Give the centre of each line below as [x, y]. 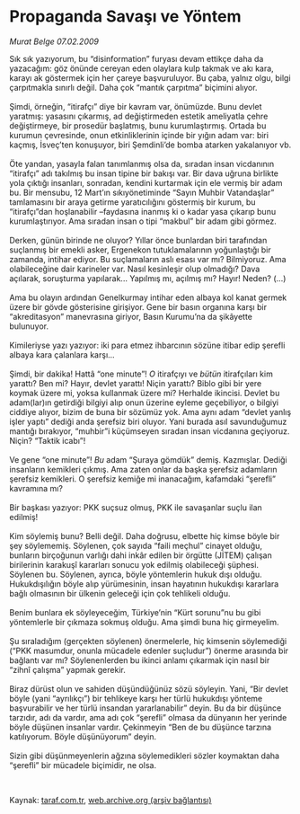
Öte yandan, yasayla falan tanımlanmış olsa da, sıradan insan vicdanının [142, 164]
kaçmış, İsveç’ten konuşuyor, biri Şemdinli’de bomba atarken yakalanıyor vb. [150, 145]
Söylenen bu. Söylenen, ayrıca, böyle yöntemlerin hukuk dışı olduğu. [136, 574]
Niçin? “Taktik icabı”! [48, 440]
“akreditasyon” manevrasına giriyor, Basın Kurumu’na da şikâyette [131, 316]
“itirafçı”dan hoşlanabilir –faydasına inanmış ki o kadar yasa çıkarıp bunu [143, 211]
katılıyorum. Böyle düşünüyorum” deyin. [83, 736]
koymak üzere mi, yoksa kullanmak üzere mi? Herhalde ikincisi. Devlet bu [145, 393]
